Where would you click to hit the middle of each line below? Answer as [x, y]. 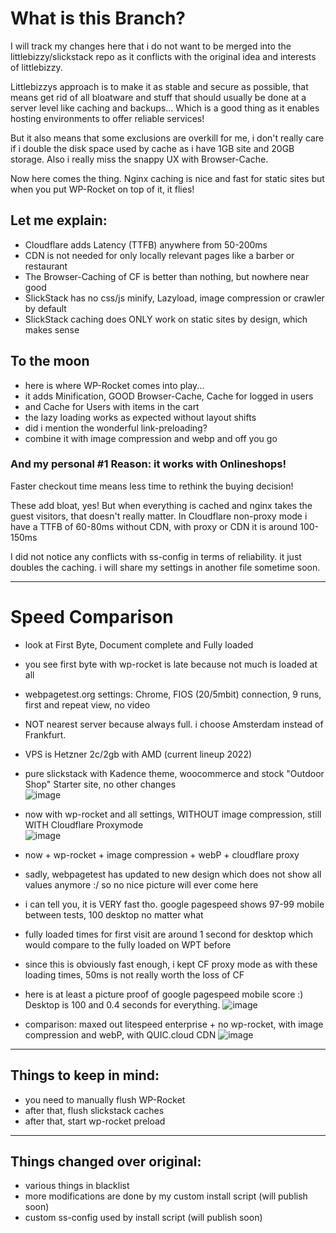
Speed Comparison [92, 617]
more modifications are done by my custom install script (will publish [166, 1196]
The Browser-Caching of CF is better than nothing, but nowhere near [167, 276]
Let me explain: [59, 220]
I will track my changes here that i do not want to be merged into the [151, 46]
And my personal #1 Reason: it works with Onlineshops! [148, 464]
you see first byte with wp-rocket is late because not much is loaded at [171, 664]
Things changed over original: [106, 1161]
